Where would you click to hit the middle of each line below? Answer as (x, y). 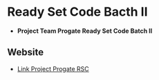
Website (25, 52)
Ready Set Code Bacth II (77, 12)
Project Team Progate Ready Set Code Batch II (85, 31)
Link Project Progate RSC (53, 68)
